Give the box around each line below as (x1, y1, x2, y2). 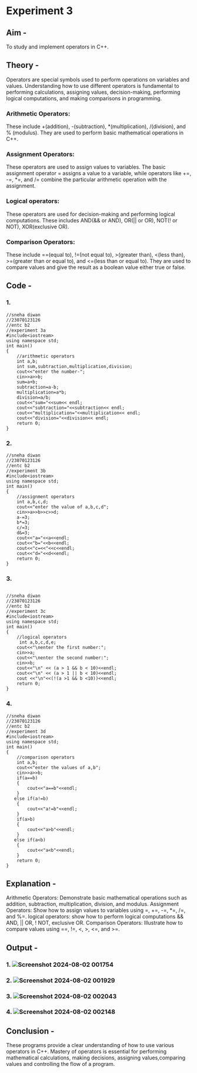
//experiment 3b (6, 468, 46, 474)
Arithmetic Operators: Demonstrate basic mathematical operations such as (6, 894, 187, 901)
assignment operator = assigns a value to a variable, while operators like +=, (6, 170, 192, 177)
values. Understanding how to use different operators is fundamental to (6, 82, 179, 89)
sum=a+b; (16, 379, 38, 385)
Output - (6, 943, 38, 953)
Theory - (6, 60, 39, 70)
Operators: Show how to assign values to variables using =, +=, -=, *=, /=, (6, 907, 186, 914)
